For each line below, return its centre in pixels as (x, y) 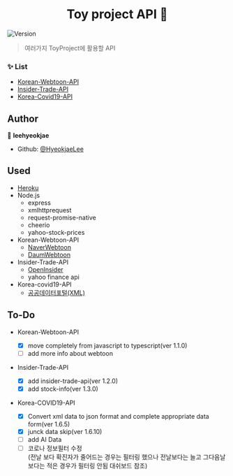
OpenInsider (46, 269)
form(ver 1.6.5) (49, 424)
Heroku (28, 187)
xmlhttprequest (50, 210)
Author (23, 118)
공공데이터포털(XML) (57, 292)
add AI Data (45, 440)
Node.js (29, 195)
